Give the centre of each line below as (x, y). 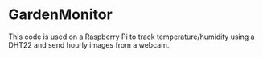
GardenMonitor (60, 15)
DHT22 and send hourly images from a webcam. (89, 44)
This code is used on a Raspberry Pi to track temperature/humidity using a (131, 37)
